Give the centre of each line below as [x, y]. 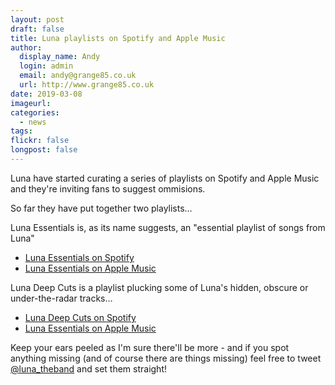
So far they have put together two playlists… [101, 208]
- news [33, 122]
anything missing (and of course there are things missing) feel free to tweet [166, 358]
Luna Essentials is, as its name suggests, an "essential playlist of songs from [168, 227]
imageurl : [31, 103]
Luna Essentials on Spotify [79, 257]
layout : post [37, 19]
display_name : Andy [60, 57]
